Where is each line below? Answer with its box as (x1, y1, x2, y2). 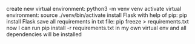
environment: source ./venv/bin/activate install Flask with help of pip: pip (6, 11, 188, 19)
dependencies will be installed (6, 31, 82, 38)
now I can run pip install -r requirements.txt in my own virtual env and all (6, 24, 187, 31)
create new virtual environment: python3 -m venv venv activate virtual (6, 5, 182, 12)
